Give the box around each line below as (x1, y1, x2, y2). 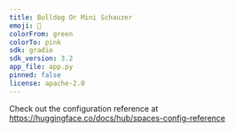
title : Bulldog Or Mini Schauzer (9, 12, 133, 22)
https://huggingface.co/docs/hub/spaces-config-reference (9, 113, 226, 123)
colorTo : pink (9, 37, 62, 47)
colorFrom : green (9, 29, 74, 38)
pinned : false (9, 71, 62, 80)
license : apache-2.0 (9, 79, 86, 88)
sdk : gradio (9, 46, 53, 55)
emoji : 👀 (9, 21, 42, 30)
